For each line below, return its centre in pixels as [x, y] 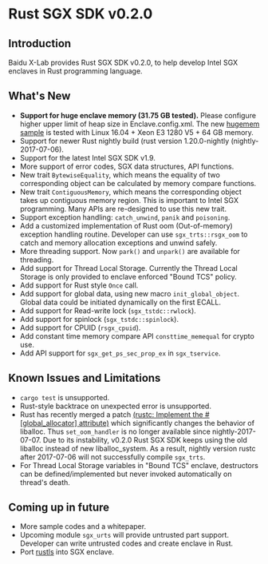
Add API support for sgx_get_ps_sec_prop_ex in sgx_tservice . [120, 353]
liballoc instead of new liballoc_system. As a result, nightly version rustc [138, 448]
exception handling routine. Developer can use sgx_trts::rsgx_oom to [134, 234]
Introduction [40, 44]
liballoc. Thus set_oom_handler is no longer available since [115, 431]
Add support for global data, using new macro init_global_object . [130, 293]
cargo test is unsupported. [65, 397]
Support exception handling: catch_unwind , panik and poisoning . [125, 217]
